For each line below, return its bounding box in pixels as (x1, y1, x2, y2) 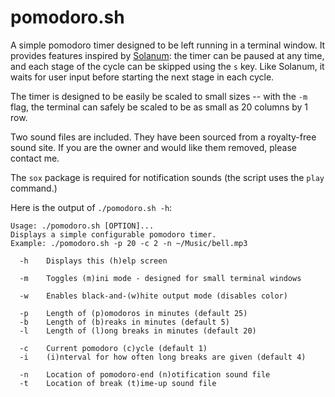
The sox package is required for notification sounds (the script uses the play (10, 171, 325, 183)
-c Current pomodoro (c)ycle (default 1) (19, 343, 208, 353)
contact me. (10, 152, 60, 164)
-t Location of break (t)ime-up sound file (19, 378, 217, 388)
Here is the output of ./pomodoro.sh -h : (10, 201, 173, 213)
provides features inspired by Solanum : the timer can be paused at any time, (10, 49, 325, 61)
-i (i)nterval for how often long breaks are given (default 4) (19, 352, 307, 362)
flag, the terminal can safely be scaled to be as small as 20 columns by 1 (10, 101, 309, 113)
